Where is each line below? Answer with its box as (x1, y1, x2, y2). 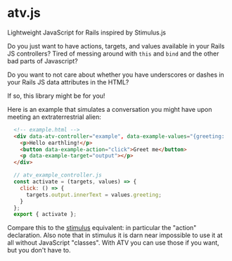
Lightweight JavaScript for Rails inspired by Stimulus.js (7, 28, 167, 37)
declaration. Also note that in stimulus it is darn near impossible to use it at (7, 231, 223, 240)
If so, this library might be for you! (7, 91, 105, 100)
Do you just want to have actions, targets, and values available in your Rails (7, 42, 225, 50)
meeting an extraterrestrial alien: (7, 113, 102, 121)
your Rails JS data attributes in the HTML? (7, 77, 129, 86)
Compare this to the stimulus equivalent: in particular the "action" (7, 224, 197, 232)
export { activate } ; (13, 211, 77, 218)
